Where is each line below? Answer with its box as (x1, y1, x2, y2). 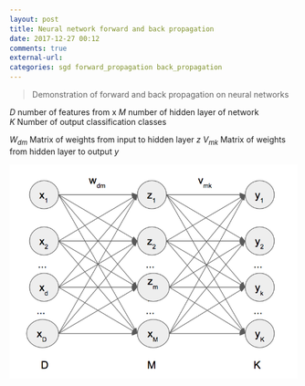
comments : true (9, 44, 68, 53)
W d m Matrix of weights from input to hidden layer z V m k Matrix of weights (9, 134, 286, 147)
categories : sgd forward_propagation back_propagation (9, 63, 223, 72)
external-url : (9, 53, 64, 63)
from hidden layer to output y (9, 146, 120, 157)
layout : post (9, 15, 59, 24)
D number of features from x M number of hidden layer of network (9, 107, 259, 118)
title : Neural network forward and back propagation (9, 24, 215, 34)
